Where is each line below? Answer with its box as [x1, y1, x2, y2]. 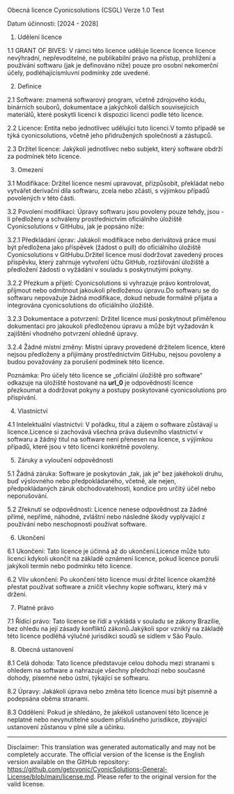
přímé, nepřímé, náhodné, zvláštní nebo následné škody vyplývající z [7, 513, 205, 521]
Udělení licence [17, 33, 63, 41]
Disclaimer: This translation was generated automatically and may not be [7, 743, 216, 751]
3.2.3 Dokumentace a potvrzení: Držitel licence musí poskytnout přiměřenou [7, 315, 226, 322]
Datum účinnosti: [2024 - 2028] [7, 20, 99, 27]
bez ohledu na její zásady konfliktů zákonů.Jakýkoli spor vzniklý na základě [7, 625, 224, 632]
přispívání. [7, 394, 38, 401]
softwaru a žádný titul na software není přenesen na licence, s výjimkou [7, 435, 213, 443]
